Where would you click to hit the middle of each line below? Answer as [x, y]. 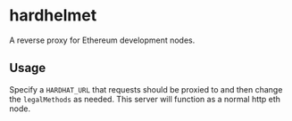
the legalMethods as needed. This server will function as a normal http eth [145, 99]
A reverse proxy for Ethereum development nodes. [102, 40]
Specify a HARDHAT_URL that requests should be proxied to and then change [146, 89]
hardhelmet [53, 16]
